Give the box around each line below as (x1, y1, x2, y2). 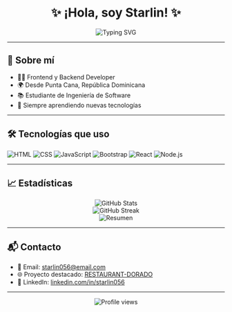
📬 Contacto (7, 241, 61, 253)
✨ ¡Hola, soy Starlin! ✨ (50, 5, 182, 21)
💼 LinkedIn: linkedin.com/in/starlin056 (17, 278, 126, 286)
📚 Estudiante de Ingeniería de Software (17, 91, 131, 99)
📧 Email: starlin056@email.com (17, 263, 106, 271)
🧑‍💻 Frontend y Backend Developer (17, 72, 115, 81)
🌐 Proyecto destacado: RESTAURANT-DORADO (17, 271, 153, 279)
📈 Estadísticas (7, 177, 73, 189)
